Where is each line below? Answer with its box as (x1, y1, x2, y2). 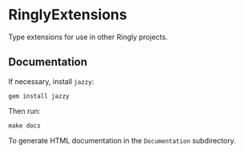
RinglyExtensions (8, 6, 128, 24)
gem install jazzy (8, 92, 70, 100)
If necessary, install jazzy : (8, 76, 94, 86)
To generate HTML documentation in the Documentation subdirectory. (8, 135, 236, 145)
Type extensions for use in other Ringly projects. (8, 32, 168, 42)
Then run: (8, 106, 41, 115)
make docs (8, 122, 42, 130)
